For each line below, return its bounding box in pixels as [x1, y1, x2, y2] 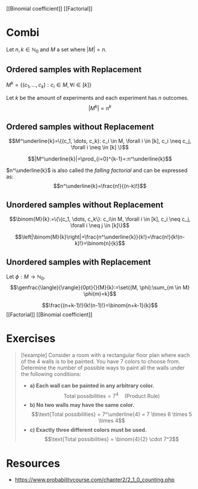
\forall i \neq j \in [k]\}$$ [70, 222, 130, 229]
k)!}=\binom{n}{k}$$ [74, 240, 125, 247]
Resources [6, 456, 61, 470]
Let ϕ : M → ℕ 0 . [6, 273, 46, 281]
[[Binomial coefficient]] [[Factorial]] [6, 5, 93, 12]
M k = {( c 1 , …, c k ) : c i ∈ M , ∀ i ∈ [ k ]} [6, 80, 92, 90]
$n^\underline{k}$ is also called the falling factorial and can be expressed [6, 167, 188, 174]
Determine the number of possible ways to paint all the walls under [20, 364, 185, 371]
